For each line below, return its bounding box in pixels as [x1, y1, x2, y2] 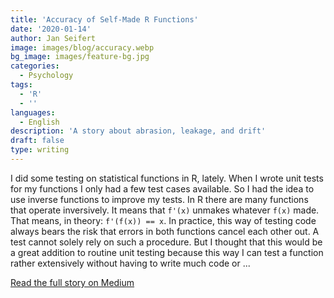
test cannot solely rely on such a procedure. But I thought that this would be [10, 236, 323, 248]
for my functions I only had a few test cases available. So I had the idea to [10, 182, 315, 195]
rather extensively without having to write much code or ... [10, 257, 251, 269]
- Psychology [19, 71, 74, 81]
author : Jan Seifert [10, 33, 97, 43]
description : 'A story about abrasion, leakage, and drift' [10, 126, 267, 136]
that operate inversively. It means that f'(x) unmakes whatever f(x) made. [10, 204, 320, 216]
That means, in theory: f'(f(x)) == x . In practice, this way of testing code [10, 214, 317, 226]
